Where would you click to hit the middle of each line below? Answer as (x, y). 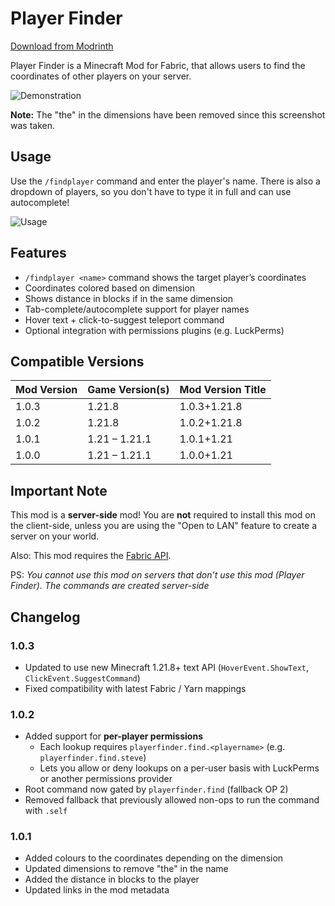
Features (38, 253)
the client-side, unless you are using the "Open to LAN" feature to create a (164, 526)
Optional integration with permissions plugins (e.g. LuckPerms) (154, 330)
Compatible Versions (77, 361)
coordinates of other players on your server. (101, 76)
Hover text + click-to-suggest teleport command (124, 319)
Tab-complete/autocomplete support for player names (137, 309)
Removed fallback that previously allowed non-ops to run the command (172, 800)
